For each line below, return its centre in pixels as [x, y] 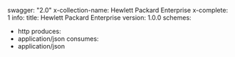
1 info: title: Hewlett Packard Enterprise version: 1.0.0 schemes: [99, 18]
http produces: [40, 31]
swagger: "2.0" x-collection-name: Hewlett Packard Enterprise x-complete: [118, 10]
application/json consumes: [58, 39]
